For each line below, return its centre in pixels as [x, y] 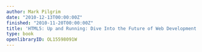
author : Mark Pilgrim [34, 12]
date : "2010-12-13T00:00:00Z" [45, 17]
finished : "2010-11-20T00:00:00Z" [50, 23]
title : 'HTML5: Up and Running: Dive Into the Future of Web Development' [103, 28]
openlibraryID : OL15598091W [42, 39]
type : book [20, 34]
